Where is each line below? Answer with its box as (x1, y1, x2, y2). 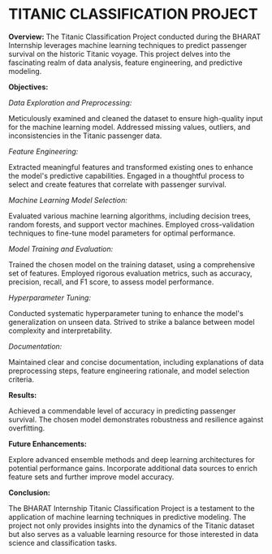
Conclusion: (8, 487, 51, 497)
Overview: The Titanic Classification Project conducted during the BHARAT (8, 32, 261, 41)
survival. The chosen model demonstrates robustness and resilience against (8, 414, 264, 424)
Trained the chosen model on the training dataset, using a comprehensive (8, 259, 256, 269)
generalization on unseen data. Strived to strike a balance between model (8, 317, 255, 327)
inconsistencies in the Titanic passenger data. (8, 131, 162, 141)
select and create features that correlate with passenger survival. (8, 180, 227, 189)
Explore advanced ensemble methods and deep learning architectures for (8, 454, 256, 464)
